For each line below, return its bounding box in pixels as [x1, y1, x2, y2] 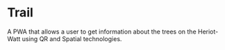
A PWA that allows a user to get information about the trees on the [7, 27, 197, 36]
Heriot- [197, 27, 219, 36]
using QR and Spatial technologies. [22, 34, 122, 42]
